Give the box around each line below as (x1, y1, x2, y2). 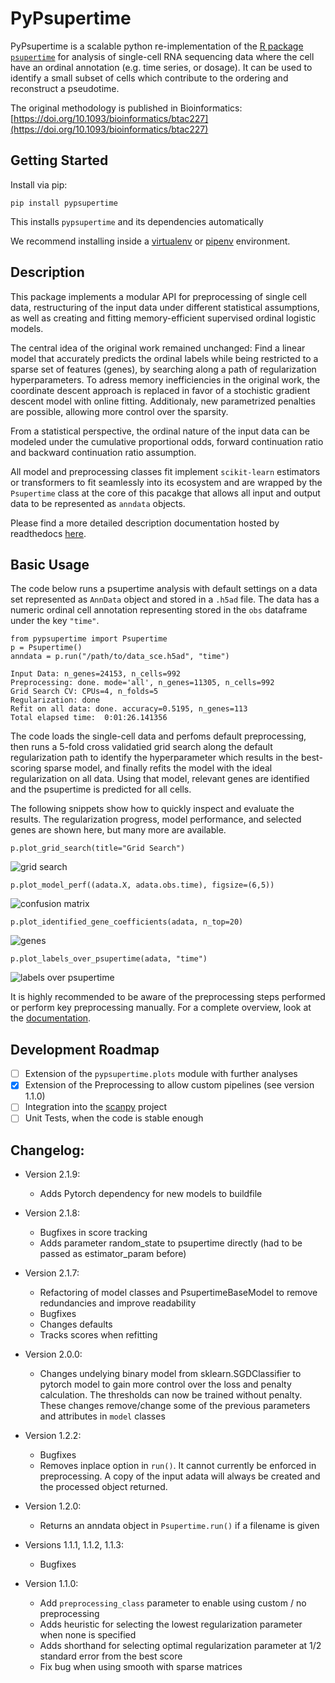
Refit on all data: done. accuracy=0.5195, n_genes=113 (10, 704, 248, 714)
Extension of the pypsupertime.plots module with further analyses (24, 1068, 298, 1080)
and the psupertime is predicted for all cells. (10, 783, 192, 796)
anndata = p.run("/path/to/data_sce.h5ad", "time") (10, 652, 230, 662)
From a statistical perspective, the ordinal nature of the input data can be (10, 425, 310, 437)
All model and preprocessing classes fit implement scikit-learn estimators (10, 465, 321, 477)
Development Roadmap (10, 1041, 160, 1058)
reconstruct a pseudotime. (10, 82, 120, 94)
